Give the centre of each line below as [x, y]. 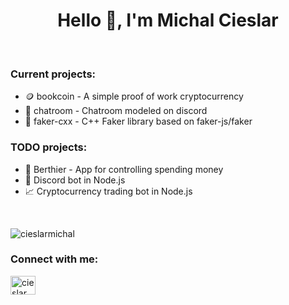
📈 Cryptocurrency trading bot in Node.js [108, 191]
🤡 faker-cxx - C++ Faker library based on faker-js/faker [138, 121]
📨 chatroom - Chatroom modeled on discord [116, 111]
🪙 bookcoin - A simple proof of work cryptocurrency [134, 96]
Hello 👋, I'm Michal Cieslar [168, 20]
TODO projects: [49, 147]
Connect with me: [54, 259]
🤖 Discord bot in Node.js [75, 180]
